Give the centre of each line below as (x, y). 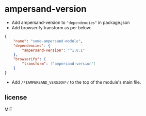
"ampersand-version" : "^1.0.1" (54, 50)
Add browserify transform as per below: (51, 27)
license (16, 98)
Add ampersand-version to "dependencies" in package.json (71, 22)
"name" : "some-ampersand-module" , (48, 41)
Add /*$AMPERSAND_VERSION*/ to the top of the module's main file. (76, 82)
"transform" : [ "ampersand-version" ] (59, 64)
